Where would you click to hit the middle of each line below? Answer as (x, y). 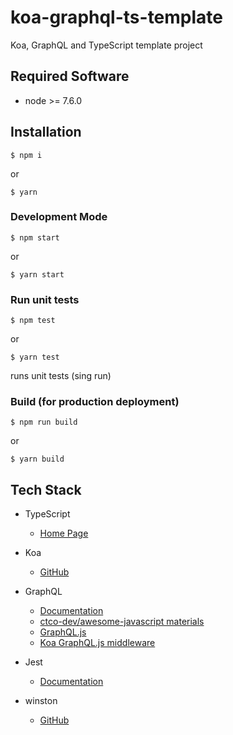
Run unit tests (45, 299)
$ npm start (35, 237)
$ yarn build (37, 459)
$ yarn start (37, 274)
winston (41, 701)
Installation (46, 132)
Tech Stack (46, 489)
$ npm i (26, 155)
